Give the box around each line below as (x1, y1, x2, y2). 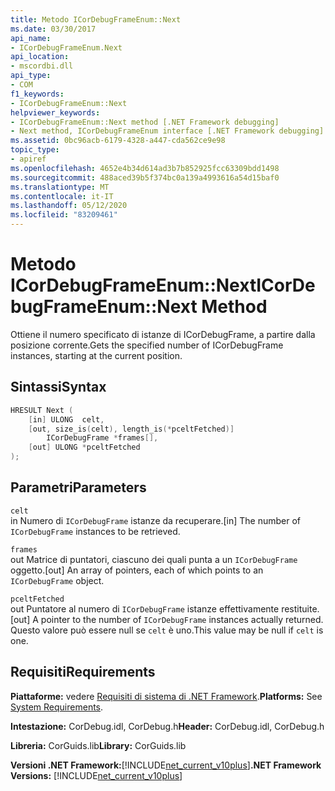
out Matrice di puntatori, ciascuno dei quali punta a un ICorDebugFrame (10, 553, 298, 565)
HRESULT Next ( (10, 405, 74, 415)
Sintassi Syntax (10, 379, 107, 396)
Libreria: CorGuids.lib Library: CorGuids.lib (10, 739, 187, 751)
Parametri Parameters (10, 479, 147, 496)
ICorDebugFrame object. (10, 574, 105, 586)
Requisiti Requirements (10, 664, 156, 681)
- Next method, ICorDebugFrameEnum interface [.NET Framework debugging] (10, 126, 325, 136)
